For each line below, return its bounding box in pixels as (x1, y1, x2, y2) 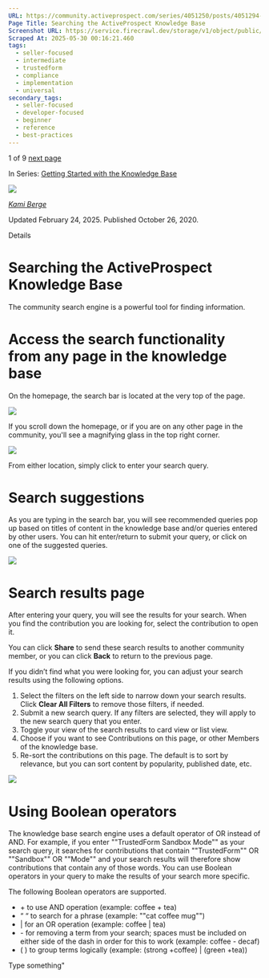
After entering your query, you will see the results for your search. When (8, 611, 247, 620)
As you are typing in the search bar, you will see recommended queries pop (8, 515, 259, 525)
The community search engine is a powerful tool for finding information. (8, 302, 246, 311)
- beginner (15, 116, 52, 124)
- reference (15, 124, 56, 132)
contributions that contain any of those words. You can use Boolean (8, 863, 232, 873)
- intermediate (15, 57, 66, 65)
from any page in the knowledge (8, 347, 227, 365)
